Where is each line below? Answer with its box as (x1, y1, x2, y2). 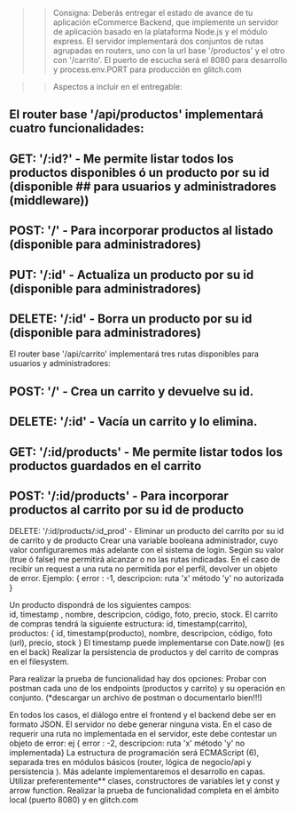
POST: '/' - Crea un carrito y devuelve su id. (9, 384, 254, 399)
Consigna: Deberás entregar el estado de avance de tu (52, 8, 253, 18)
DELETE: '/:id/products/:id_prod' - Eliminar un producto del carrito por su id (9, 526, 284, 537)
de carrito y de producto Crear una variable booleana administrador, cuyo (9, 535, 278, 546)
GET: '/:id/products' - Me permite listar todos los (9, 444, 284, 459)
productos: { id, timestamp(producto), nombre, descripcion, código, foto (9, 628, 273, 639)
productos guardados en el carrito (9, 458, 202, 474)
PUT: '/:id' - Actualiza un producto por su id (9, 267, 254, 283)
